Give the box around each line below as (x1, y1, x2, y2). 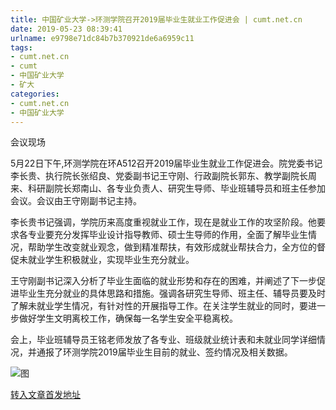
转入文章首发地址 (10, 389, 81, 401)
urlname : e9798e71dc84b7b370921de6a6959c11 (10, 33, 195, 43)
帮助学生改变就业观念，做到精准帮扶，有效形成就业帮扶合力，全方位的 (27, 241, 317, 253)
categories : (10, 89, 60, 99)
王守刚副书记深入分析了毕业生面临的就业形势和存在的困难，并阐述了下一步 (10, 275, 317, 287)
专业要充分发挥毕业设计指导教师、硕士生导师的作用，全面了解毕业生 (27, 229, 308, 241)
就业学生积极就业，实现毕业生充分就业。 (27, 254, 195, 266)
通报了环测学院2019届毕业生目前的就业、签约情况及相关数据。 (36, 346, 293, 358)
